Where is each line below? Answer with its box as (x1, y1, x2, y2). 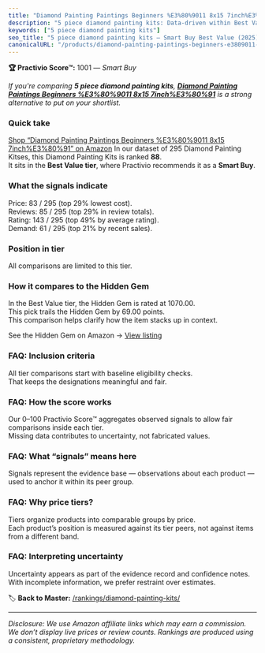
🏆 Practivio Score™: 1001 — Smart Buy (8, 63, 136, 73)
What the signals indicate (8, 181, 108, 192)
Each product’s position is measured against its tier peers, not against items (8, 523, 254, 532)
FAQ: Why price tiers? (8, 497, 94, 508)
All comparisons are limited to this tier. (8, 261, 132, 271)
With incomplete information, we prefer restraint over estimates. (8, 577, 216, 587)
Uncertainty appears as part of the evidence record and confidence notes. (8, 569, 251, 578)
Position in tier (8, 243, 65, 254)
